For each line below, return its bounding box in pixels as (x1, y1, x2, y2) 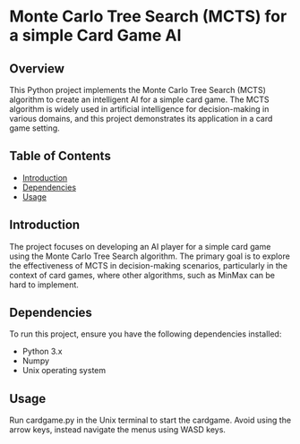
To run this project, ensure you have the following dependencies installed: (9, 329, 282, 339)
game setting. (9, 123, 60, 133)
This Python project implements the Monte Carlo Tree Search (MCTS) (9, 85, 266, 95)
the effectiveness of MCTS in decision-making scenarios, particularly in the (9, 260, 288, 270)
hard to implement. (9, 279, 79, 290)
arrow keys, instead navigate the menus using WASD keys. (9, 424, 227, 435)
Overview (9, 61, 65, 76)
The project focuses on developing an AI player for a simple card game (9, 241, 271, 252)
